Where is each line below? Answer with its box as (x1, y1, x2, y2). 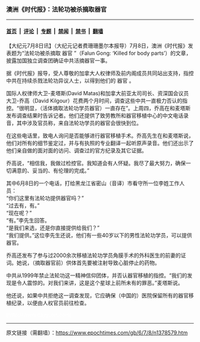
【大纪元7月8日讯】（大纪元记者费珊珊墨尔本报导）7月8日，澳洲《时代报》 (6, 42, 189, 49)
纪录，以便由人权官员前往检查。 (11, 299, 90, 306)
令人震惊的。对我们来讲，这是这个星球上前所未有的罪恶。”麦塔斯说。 (16, 279, 183, 286)
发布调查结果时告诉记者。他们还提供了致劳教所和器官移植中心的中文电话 (6, 112, 183, 119)
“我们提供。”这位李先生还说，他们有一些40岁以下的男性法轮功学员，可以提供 (6, 231, 192, 239)
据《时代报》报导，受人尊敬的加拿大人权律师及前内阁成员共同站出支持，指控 (6, 70, 194, 77)
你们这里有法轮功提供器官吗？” (8, 194, 85, 202)
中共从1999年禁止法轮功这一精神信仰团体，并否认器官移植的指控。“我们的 (6, 272, 187, 279)
